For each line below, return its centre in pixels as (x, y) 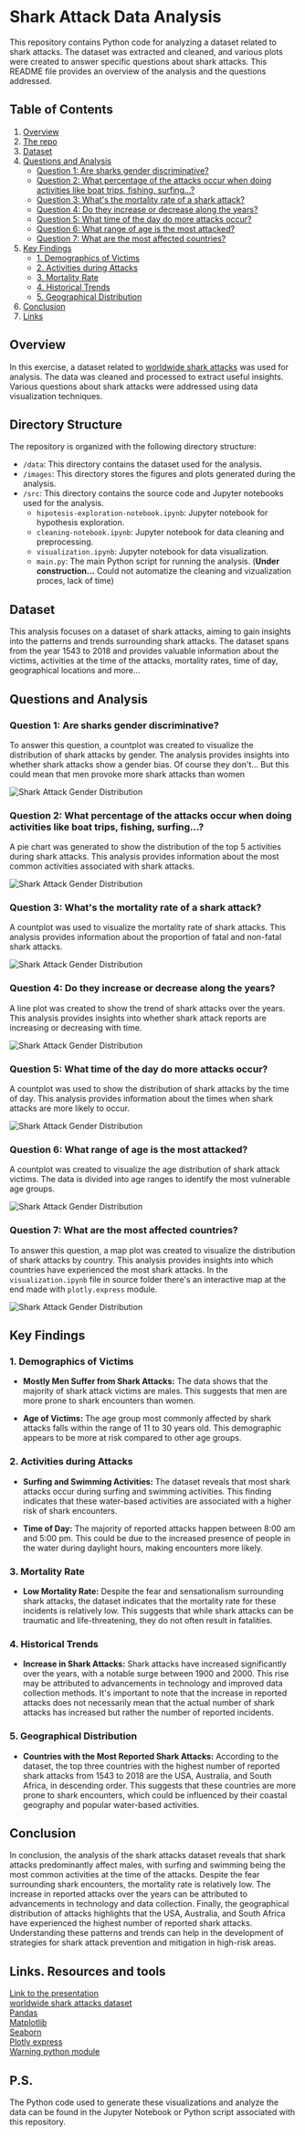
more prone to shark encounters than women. (109, 1401)
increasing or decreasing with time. (76, 1027)
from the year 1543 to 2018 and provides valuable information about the (144, 651)
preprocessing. (65, 542)
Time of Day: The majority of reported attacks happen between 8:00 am (159, 1528)
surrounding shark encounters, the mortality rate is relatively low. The (140, 1885)
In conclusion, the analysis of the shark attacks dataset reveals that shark (147, 1856)
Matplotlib (28, 2023)
